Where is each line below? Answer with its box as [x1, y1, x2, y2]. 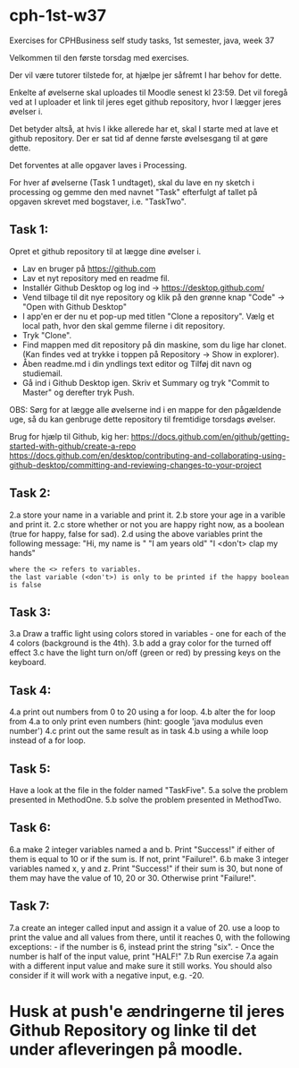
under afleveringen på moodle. [9, 1039, 244, 1059]
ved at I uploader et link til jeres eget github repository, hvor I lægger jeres [9, 96, 282, 107]
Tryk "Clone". [21, 329, 72, 340]
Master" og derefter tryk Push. [21, 387, 135, 397]
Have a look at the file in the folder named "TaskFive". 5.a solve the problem [9, 785, 288, 795]
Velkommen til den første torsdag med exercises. [9, 52, 189, 63]
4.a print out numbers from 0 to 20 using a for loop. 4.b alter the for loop [9, 706, 276, 717]
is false [9, 580, 42, 589]
